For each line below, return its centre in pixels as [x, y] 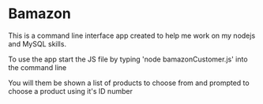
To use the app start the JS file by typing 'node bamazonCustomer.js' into [128, 59]
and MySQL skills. [38, 43]
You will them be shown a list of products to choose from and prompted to [129, 83]
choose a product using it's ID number [70, 91]
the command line [38, 67]
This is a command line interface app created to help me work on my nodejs [132, 35]
